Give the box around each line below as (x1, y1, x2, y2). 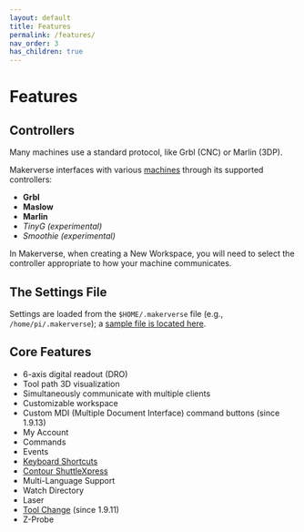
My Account (22, 426, 69, 437)
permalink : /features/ (9, 30, 96, 39)
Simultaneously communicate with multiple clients (22, 388, 211, 399)
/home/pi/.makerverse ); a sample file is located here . (9, 318, 207, 329)
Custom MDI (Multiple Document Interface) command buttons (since (22, 407, 280, 418)
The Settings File (9, 284, 107, 300)
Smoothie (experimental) (22, 230, 117, 241)
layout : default (9, 13, 71, 23)
